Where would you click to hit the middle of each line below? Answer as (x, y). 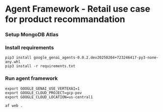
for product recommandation (65, 19)
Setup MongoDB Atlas (32, 35)
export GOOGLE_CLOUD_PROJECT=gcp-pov (44, 93)
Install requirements (30, 48)
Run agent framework (31, 78)
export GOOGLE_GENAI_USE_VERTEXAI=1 (42, 89)
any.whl (13, 62)
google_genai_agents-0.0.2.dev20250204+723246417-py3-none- (96, 58)
